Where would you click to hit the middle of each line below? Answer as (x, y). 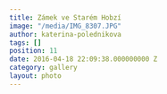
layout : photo (36, 76)
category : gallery (43, 68)
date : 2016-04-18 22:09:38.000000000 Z (83, 59)
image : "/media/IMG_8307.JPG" (66, 26)
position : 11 (33, 51)
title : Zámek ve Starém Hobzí (66, 17)
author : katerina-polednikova (66, 34)
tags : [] (25, 43)
